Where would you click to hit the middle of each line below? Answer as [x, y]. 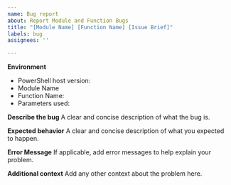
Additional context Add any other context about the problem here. [105, 174]
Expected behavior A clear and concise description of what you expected [116, 131]
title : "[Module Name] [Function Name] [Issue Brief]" [90, 27]
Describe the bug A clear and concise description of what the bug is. [109, 117]
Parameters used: [43, 103]
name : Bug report [33, 14]
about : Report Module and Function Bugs [68, 21]
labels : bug [25, 34]
